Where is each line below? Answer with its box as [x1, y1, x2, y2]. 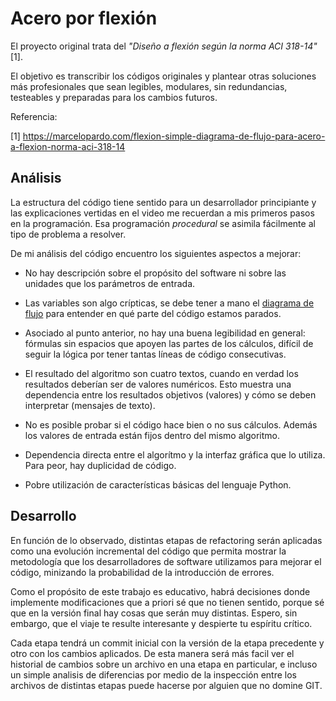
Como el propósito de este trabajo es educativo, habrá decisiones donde [10, 585, 311, 597]
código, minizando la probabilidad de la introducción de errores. [10, 566, 275, 578]
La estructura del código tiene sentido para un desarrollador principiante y [10, 196, 317, 208]
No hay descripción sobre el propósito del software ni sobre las [24, 267, 287, 279]
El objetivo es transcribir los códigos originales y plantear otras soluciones [10, 70, 317, 82]
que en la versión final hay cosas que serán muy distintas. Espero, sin [10, 607, 298, 619]
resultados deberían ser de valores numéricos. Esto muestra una [24, 378, 292, 390]
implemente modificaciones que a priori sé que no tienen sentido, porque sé [10, 596, 325, 608]
